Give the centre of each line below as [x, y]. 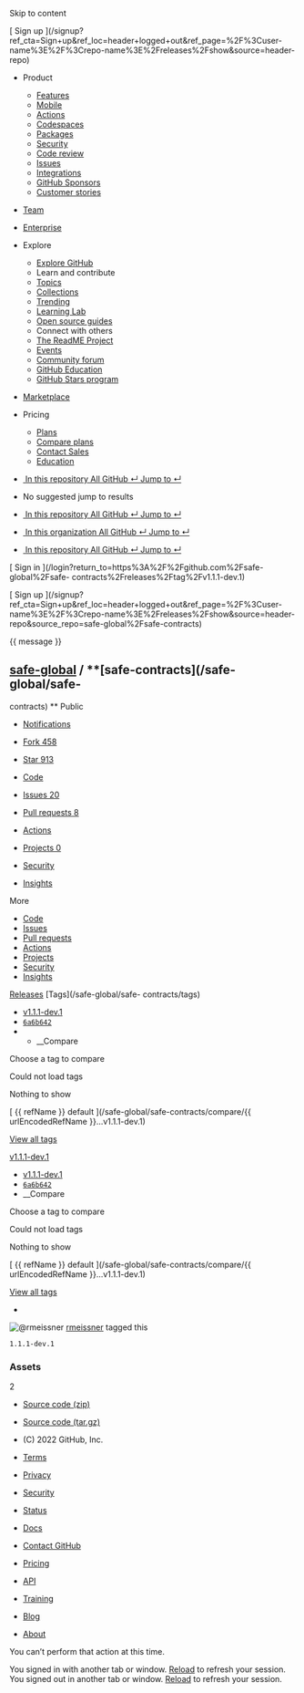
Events [49, 350]
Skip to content [38, 13]
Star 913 [38, 759]
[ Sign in [25, 567]
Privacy [37, 1475]
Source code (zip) [56, 1405]
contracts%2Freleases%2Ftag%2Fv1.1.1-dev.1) [158, 577]
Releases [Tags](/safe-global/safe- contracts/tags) [105, 994]
